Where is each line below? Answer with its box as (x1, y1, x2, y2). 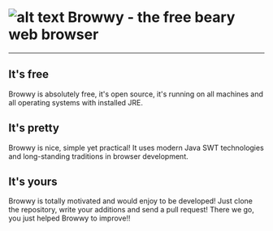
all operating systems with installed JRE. (8, 97, 144, 107)
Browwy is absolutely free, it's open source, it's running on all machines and (8, 89, 264, 99)
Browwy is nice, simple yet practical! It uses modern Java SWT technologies (8, 143, 264, 152)
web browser (8, 25, 99, 44)
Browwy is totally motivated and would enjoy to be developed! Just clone (8, 196, 253, 206)
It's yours (8, 174, 58, 188)
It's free (8, 67, 49, 81)
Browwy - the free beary (67, 8, 236, 27)
